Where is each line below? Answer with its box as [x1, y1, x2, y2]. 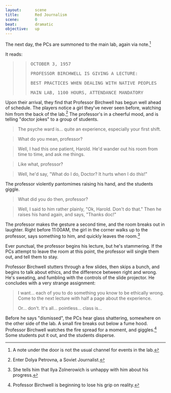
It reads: [5, 51, 23, 57]
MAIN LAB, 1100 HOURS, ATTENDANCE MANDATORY [30, 90, 144, 95]
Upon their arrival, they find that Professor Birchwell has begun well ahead [5, 99, 161, 105]
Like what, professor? [17, 161, 64, 167]
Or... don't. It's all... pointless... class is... [17, 305, 103, 311]
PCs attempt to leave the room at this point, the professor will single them [5, 248, 159, 255]
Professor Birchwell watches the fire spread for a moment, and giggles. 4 [5, 326, 157, 333]
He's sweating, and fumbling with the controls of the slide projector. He [5, 275, 155, 281]
